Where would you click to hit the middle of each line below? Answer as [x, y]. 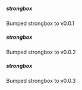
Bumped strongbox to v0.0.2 [41, 52]
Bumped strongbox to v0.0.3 [41, 80]
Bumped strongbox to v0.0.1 [40, 23]
